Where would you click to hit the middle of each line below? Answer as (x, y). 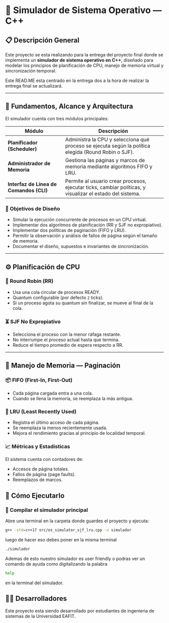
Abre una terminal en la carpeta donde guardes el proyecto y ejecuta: (77, 521)
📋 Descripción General (42, 40)
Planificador (23, 142)
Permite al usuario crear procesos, (106, 181)
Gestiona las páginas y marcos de (105, 160)
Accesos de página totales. (41, 469)
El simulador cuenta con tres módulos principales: (57, 118)
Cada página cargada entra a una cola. (53, 393)
